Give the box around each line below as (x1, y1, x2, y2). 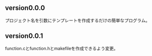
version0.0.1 (5, 32, 43, 40)
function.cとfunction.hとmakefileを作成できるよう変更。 (5, 45, 118, 51)
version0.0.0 (5, 4, 45, 12)
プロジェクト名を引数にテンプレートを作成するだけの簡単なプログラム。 (5, 17, 150, 23)
